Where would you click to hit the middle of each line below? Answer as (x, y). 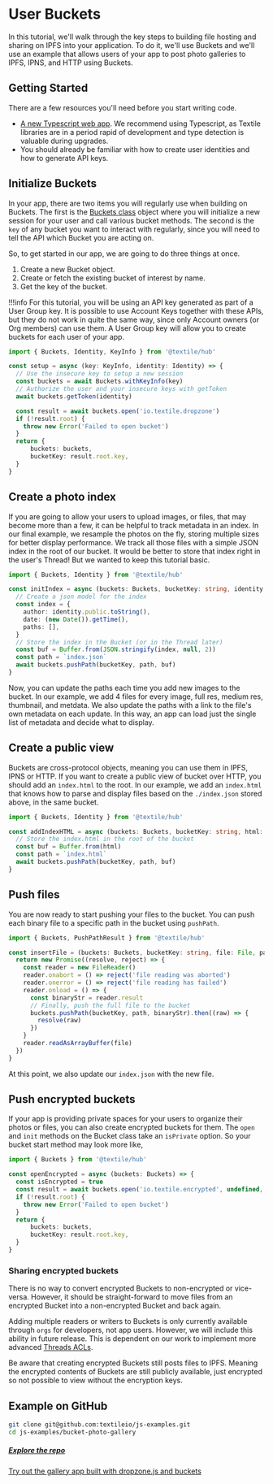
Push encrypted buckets (72, 1099)
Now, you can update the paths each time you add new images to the (124, 688)
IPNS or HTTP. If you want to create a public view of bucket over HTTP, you (135, 776)
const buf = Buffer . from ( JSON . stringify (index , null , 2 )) (116, 650)
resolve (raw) (60, 1021)
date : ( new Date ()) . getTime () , (76, 619)
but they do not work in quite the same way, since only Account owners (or (134, 319)
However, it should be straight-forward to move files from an (132, 1297)
